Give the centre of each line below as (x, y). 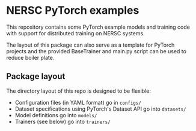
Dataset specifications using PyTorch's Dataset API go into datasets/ (100, 109)
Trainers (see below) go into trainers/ (63, 121)
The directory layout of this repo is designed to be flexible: (79, 91)
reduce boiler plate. (30, 57)
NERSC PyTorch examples (73, 10)
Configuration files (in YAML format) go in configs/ (78, 102)
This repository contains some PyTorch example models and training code (98, 27)
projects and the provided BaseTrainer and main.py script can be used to (96, 51)
